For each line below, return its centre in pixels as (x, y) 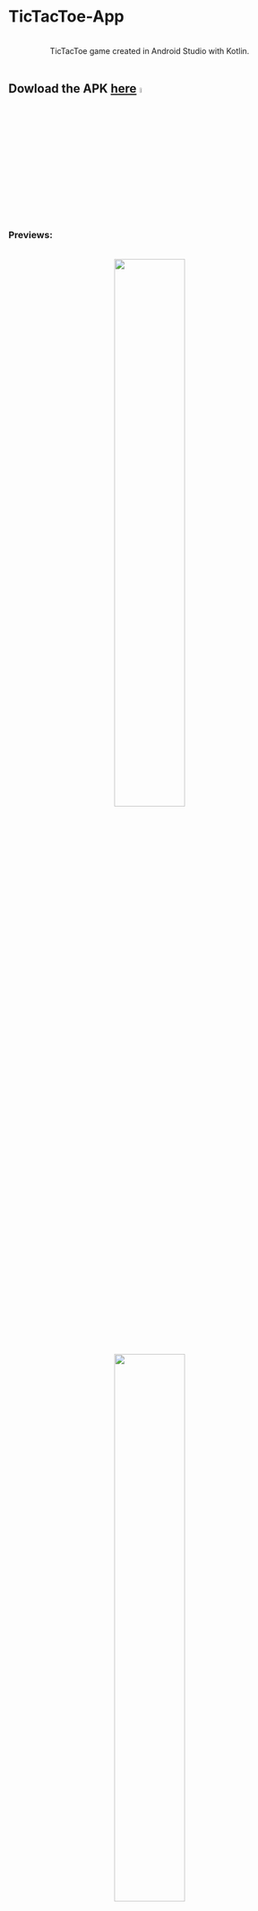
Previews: (30, 234)
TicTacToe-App (66, 17)
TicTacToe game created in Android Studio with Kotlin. (150, 50)
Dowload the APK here (73, 88)
